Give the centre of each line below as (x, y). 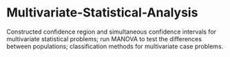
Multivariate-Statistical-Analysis (102, 13)
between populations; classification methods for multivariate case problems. (115, 46)
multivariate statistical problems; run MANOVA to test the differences (104, 38)
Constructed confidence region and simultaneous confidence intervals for (112, 32)
